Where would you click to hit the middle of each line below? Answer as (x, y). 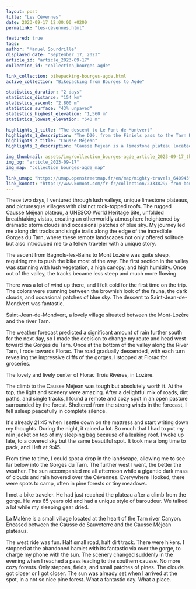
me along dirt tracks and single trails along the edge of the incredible (89, 231)
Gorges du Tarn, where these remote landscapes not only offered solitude (95, 237)
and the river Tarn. (28, 321)
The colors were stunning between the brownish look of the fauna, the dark (97, 291)
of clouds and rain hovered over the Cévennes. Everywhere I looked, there (95, 477)
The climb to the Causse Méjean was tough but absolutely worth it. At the (94, 386)
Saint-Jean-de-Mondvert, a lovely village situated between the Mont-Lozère (98, 315)
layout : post (22, 11)
